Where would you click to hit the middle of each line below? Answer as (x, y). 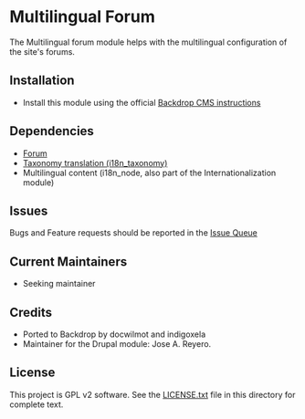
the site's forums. (42, 51)
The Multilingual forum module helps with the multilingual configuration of (148, 42)
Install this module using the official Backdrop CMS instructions (142, 102)
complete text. (37, 404)
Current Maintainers (68, 262)
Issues (29, 210)
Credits (31, 312)
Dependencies (52, 131)
